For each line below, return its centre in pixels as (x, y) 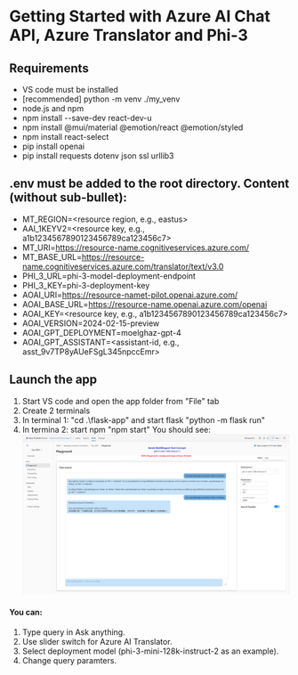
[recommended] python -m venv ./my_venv (101, 99)
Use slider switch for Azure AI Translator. (97, 641)
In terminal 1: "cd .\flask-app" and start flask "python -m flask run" (143, 419)
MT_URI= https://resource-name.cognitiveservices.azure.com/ (136, 248)
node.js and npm (53, 108)
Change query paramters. (69, 660)
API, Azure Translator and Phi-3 (129, 35)
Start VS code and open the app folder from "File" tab (121, 401)
